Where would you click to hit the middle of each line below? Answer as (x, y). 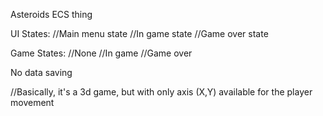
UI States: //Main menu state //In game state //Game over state (139, 33)
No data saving (41, 72)
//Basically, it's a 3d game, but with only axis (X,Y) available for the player (161, 92)
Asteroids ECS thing (51, 14)
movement (32, 102)
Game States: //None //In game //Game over (101, 53)
